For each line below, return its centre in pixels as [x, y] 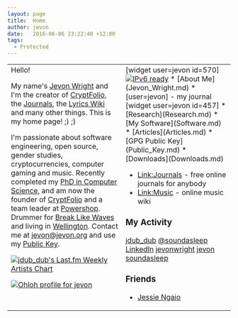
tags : [15, 40]
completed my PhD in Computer [64, 182]
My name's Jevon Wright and [59, 86]
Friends [141, 279]
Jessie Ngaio [159, 297]
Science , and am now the [53, 191]
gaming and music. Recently [58, 173]
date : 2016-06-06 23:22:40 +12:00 [61, 34]
